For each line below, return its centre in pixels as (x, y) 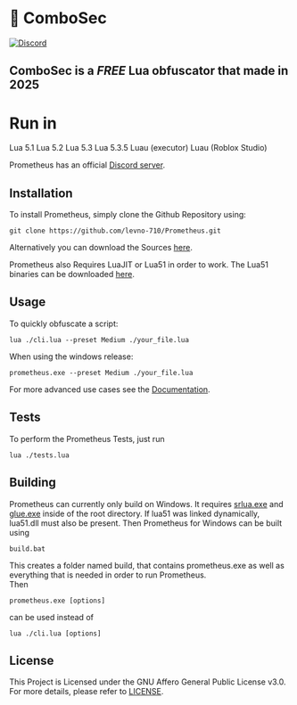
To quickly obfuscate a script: (64, 324)
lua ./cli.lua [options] (55, 633)
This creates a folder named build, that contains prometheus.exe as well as (147, 565)
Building (33, 483)
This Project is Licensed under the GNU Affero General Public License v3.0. (148, 682)
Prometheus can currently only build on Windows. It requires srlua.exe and (146, 504)
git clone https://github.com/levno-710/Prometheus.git (115, 231)
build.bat (28, 549)
